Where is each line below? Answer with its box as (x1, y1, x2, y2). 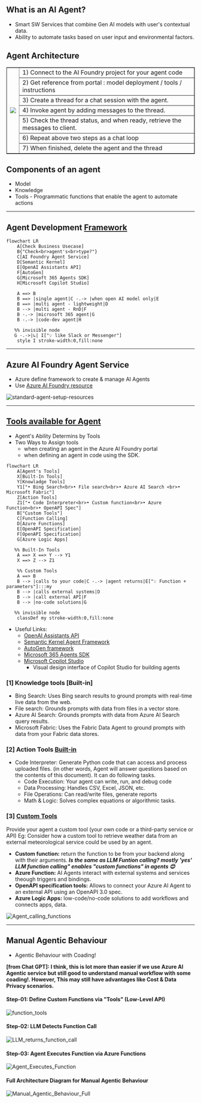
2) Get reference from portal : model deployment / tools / (22, 78, 182, 86)
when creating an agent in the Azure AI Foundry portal (23, 445, 158, 452)
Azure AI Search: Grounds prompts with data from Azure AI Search (14, 711, 180, 719)
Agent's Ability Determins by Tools (14, 432, 100, 440)
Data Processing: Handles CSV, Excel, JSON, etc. (23, 784, 145, 792)
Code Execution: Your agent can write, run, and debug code (23, 778, 172, 785)
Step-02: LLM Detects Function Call (6, 1023, 97, 1030)
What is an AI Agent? (6, 5, 86, 15)
